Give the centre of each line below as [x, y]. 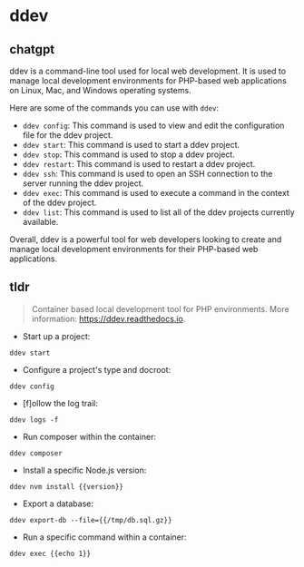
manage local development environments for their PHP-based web [134, 249]
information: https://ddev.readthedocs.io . [108, 318]
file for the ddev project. [68, 135]
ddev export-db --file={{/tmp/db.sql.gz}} [91, 520]
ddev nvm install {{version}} [67, 486]
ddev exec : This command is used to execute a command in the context [156, 193]
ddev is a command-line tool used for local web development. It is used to [148, 71]
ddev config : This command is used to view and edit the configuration [153, 125]
